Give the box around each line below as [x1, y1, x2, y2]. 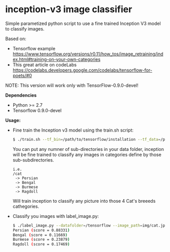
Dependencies [5, 92, 37, 98]
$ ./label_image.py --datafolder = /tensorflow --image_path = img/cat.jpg [12, 223, 167, 228]
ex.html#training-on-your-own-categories [12, 56, 100, 62]
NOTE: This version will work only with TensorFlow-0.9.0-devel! [5, 82, 139, 88]
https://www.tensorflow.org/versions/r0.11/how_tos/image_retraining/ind [12, 51, 163, 57]
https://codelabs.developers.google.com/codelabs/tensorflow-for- [12, 67, 152, 73]
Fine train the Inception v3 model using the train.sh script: [12, 127, 133, 133]
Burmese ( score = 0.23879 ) [12, 237, 70, 242]
